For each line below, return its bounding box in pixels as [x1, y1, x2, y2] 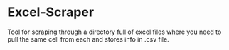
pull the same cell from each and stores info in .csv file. [7, 35, 169, 43]
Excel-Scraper [7, 4, 95, 20]
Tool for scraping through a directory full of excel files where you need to [7, 27, 222, 36]
